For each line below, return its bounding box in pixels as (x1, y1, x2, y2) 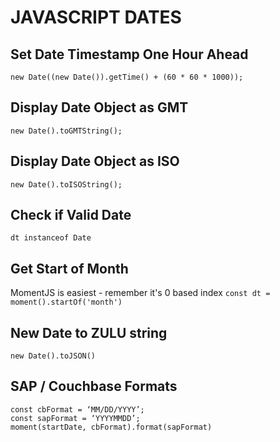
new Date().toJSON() (10, 351, 97, 361)
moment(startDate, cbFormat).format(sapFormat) (10, 422, 213, 432)
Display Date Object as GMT (10, 99, 189, 116)
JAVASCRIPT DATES (10, 6, 182, 29)
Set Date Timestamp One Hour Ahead (10, 46, 249, 63)
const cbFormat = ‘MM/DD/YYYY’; (10, 404, 145, 415)
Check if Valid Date (10, 207, 132, 224)
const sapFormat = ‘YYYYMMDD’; (10, 413, 141, 423)
